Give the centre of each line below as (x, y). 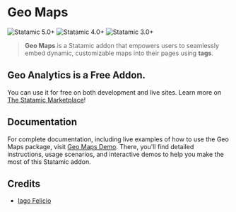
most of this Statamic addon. (49, 161)
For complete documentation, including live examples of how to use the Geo (118, 139)
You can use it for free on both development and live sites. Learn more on (114, 92)
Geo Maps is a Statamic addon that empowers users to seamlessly (122, 45)
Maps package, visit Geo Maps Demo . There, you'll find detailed (101, 146)
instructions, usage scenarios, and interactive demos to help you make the (116, 154)
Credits (24, 183)
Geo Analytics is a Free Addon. (77, 75)
